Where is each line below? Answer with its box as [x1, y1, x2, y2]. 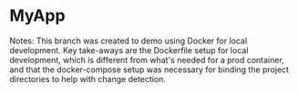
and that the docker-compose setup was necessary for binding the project [9, 64, 290, 75]
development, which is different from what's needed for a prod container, [9, 54, 284, 65]
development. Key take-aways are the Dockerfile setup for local [9, 44, 249, 55]
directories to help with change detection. [9, 73, 167, 84]
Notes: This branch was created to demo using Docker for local [9, 35, 248, 46]
